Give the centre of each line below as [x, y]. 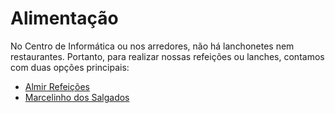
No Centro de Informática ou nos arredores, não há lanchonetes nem [152, 46]
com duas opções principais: [70, 67]
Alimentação [64, 18]
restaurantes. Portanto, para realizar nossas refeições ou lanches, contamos [167, 56]
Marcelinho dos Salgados [77, 97]
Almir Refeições [57, 86]
